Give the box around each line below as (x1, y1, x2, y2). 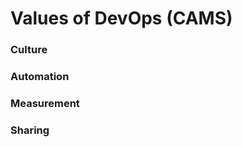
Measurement (10, 96, 80, 110)
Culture (10, 43, 48, 57)
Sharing (10, 123, 50, 137)
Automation (10, 70, 70, 84)
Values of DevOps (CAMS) (10, 7, 233, 30)
